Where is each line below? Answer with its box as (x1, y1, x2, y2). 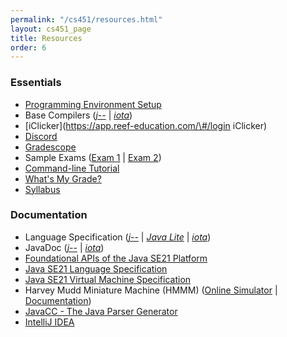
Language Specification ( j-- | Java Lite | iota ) (24, 231, 212, 243)
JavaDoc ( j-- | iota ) (24, 241, 105, 253)
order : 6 (10, 42, 47, 53)
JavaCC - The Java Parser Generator (24, 305, 178, 317)
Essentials (10, 76, 62, 90)
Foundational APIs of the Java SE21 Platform (24, 252, 208, 264)
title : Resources (10, 33, 83, 43)
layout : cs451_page (10, 24, 92, 34)
